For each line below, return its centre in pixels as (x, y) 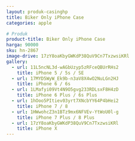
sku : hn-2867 (22, 51)
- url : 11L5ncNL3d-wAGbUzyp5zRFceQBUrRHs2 (65, 67)
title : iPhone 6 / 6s (44, 84)
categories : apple (29, 23)
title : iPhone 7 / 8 (42, 106)
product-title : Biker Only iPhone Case (56, 40)
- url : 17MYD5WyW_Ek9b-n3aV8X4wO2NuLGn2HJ (65, 79)
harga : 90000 (22, 45)
